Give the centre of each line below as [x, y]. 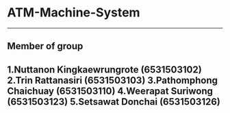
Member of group [45, 46]
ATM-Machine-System [74, 13]
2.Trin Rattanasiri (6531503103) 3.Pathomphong [112, 80]
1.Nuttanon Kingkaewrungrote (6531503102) [104, 70]
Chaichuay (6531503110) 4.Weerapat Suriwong [110, 91]
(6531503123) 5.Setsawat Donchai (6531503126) [114, 102]
